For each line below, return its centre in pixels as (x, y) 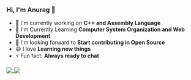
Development (33, 36)
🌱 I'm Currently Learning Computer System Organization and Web (100, 29)
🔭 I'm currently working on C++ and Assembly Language (88, 23)
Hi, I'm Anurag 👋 (31, 10)
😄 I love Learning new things (53, 49)
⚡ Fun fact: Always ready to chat (57, 56)
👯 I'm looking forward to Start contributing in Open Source (90, 43)
